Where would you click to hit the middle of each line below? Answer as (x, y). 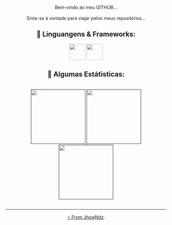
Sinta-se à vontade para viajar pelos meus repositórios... (86, 18)
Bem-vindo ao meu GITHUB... (86, 7)
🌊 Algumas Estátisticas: (86, 75)
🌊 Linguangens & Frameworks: (86, 34)
